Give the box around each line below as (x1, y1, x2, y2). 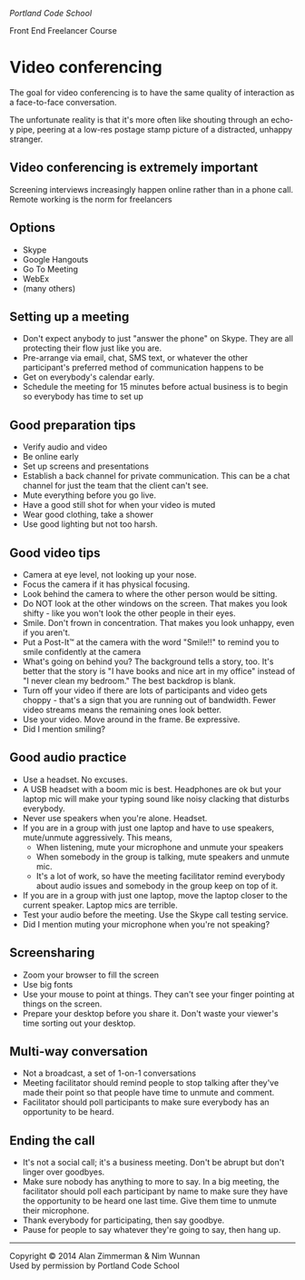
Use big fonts (22, 978, 74, 989)
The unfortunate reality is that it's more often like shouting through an (9, 114, 270, 125)
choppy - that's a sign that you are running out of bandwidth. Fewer (22, 695, 277, 705)
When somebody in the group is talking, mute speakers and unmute (35, 851, 290, 862)
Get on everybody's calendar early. (22, 372, 155, 382)
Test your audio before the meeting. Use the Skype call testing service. (22, 908, 289, 920)
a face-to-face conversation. (9, 96, 117, 107)
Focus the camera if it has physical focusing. (22, 579, 191, 590)
